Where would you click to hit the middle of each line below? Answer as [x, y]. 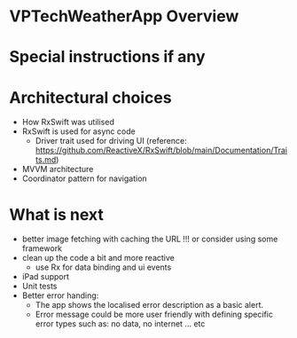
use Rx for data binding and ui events [103, 267]
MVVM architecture [58, 169]
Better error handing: [60, 295]
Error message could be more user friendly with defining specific [154, 314]
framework [42, 248]
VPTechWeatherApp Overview [124, 16]
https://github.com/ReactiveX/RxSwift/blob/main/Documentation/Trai [161, 150]
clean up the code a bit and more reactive [98, 258]
